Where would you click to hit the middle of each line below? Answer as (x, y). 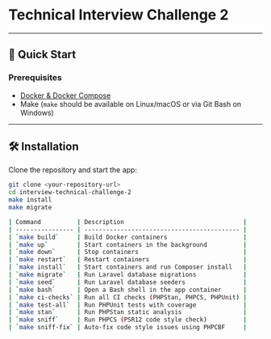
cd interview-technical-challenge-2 (70, 193)
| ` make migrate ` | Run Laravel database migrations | (128, 275)
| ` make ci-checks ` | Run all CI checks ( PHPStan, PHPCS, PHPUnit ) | (128, 297)
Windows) (37, 112)
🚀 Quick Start (42, 55)
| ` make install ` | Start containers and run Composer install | (128, 267)
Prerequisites (35, 78)
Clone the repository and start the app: (73, 170)
